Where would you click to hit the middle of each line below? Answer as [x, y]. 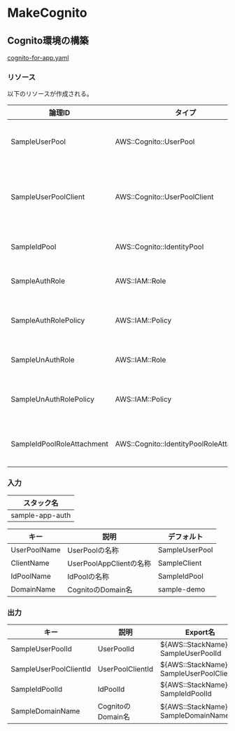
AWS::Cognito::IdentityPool [159, 247]
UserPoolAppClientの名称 [109, 563]
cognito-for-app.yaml [38, 58]
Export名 [200, 632]
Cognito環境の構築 [48, 40]
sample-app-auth [41, 515]
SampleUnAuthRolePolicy [52, 399]
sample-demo [181, 589]
